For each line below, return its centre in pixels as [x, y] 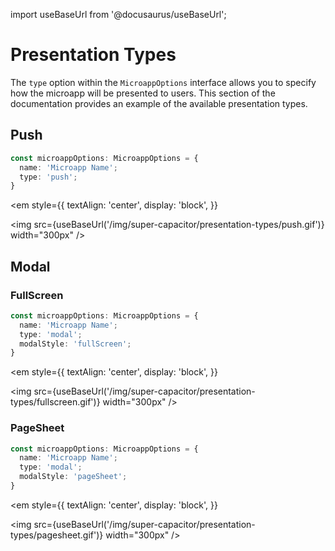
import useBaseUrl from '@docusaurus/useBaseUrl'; [118, 14]
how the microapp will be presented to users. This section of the [143, 93]
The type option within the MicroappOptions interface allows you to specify [163, 82]
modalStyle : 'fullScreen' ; [75, 344]
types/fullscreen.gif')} [55, 402]
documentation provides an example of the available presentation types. [159, 103]
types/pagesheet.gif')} [57, 535]
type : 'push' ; [48, 177]
